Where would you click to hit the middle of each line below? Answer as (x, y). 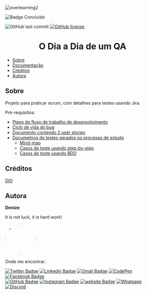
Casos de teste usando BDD (48, 153)
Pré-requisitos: (20, 112)
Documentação (28, 65)
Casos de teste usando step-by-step (57, 148)
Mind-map (30, 143)
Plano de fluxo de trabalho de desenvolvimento (60, 122)
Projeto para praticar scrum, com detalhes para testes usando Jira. (73, 103)
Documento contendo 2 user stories (49, 132)
